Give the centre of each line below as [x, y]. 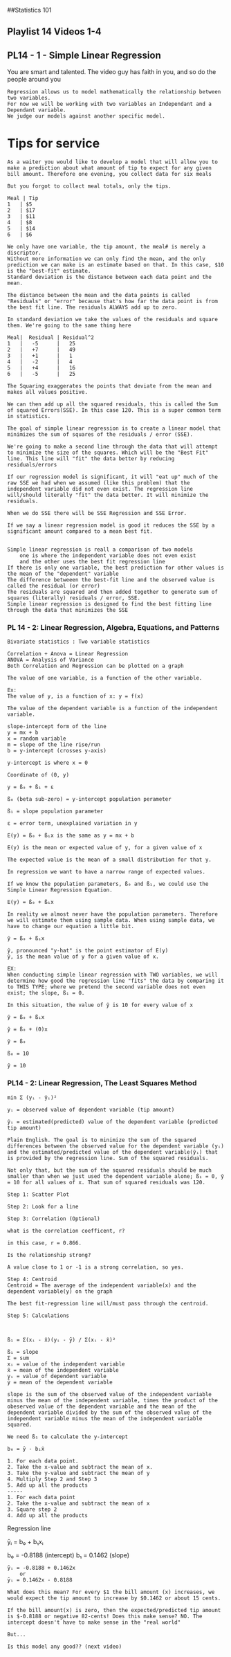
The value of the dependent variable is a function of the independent [112, 709]
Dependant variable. [37, 110]
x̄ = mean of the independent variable [63, 1370]
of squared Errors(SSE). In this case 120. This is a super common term [114, 410]
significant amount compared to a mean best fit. [80, 532]
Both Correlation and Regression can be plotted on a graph [96, 666]
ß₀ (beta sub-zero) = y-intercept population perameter [89, 799]
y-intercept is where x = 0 [48, 763]
